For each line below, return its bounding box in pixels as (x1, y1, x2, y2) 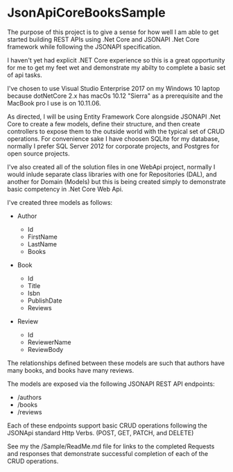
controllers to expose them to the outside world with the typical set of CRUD (7, 127, 225, 135)
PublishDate (27, 296, 62, 305)
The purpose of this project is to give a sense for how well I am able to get (7, 28, 219, 36)
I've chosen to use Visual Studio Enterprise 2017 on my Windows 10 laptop (7, 84, 221, 92)
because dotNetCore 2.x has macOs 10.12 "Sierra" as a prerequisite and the (7, 92, 223, 100)
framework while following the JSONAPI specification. (7, 42, 162, 51)
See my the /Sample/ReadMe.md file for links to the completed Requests (7, 442, 215, 450)
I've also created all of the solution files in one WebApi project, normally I (7, 162, 216, 171)
